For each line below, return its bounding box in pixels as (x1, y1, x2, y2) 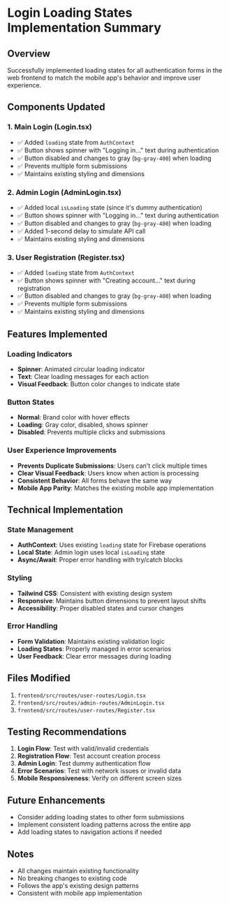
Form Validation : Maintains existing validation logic (17, 637, 165, 645)
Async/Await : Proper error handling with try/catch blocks (17, 556, 183, 564)
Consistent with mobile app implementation (17, 889, 142, 898)
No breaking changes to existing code (17, 874, 127, 882)
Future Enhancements (7, 794, 106, 806)
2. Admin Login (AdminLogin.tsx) (7, 187, 122, 197)
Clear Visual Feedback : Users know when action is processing (17, 468, 199, 477)
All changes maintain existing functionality (17, 867, 140, 875)
